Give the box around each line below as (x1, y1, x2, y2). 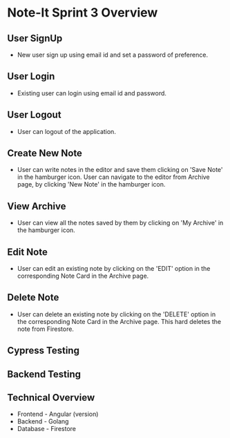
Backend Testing (7, 368, 82, 380)
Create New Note (7, 147, 83, 160)
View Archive (7, 200, 66, 212)
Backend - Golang (17, 417, 69, 426)
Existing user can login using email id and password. (17, 88, 167, 97)
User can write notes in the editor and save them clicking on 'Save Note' (17, 166, 223, 174)
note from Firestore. (17, 325, 75, 333)
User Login (7, 70, 55, 82)
